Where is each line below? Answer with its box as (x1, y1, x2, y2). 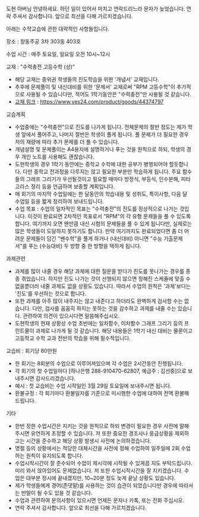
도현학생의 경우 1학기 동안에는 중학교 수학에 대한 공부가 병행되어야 (14, 161, 168, 168)
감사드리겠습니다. (35, 375, 76, 382)
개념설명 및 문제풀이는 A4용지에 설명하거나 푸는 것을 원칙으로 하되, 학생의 (14, 146, 185, 153)
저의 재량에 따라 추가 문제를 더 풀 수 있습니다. (14, 139, 120, 145)
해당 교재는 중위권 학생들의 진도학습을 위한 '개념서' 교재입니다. (14, 76, 159, 83)
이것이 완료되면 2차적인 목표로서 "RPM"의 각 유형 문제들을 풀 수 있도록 (27, 213, 191, 220)
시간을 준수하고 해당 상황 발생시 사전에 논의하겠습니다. (26, 437, 151, 444)
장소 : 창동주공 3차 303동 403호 (6, 38, 81, 45)
